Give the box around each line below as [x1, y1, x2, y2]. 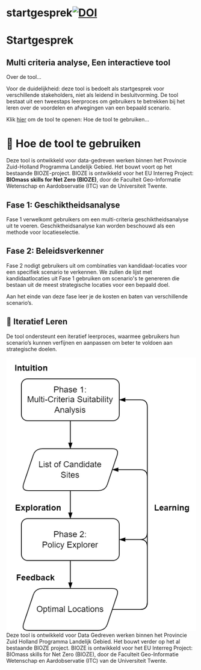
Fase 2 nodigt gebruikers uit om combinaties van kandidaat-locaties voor [6, 262, 188, 269]
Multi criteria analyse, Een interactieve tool [6, 57, 170, 67]
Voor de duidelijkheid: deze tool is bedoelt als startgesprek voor [6, 85, 164, 93]
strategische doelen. [6, 345, 57, 352]
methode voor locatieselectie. [6, 229, 80, 236]
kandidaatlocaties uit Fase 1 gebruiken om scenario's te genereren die [6, 274, 180, 282]
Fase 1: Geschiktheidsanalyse [6, 200, 120, 210]
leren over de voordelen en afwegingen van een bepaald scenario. [6, 104, 172, 111]
